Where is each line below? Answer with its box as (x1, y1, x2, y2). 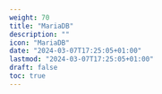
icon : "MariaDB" (9, 38, 70, 47)
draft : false (9, 64, 58, 73)
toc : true (9, 72, 47, 81)
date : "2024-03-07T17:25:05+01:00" (9, 47, 142, 56)
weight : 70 (9, 13, 50, 22)
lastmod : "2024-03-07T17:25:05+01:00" (9, 55, 154, 64)
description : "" (9, 30, 70, 38)
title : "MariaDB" (9, 21, 74, 30)
